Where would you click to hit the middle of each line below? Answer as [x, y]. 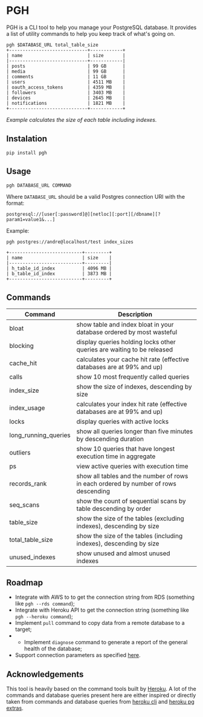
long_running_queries [40, 435]
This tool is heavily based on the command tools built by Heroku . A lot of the [101, 689]
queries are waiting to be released [125, 350]
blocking [22, 346]
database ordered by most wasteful [127, 332]
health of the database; [53, 649]
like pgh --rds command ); [45, 604]
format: [15, 203]
